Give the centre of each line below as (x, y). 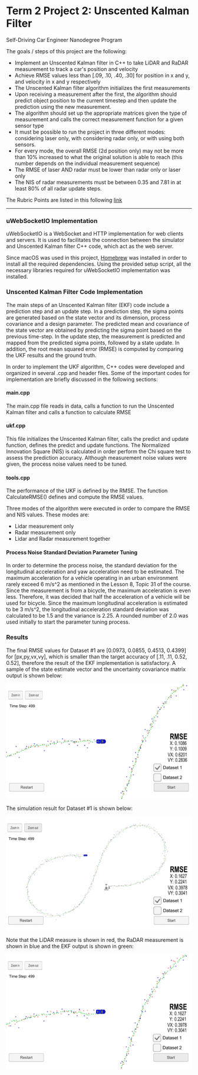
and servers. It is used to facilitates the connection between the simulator (95, 240)
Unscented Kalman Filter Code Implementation (75, 292)
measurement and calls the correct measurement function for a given (99, 119)
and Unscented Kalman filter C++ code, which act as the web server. (90, 246)
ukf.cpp (16, 426)
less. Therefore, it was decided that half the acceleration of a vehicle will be (98, 597)
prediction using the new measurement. (63, 106)
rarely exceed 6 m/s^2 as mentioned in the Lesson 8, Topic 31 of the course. (99, 585)
